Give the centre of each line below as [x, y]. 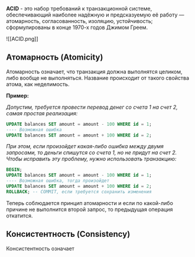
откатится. [19, 216]
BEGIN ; [14, 170]
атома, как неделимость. [38, 84]
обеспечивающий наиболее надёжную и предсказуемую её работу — [95, 15]
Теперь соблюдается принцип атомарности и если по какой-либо [90, 203]
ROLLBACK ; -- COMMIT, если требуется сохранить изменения [79, 191]
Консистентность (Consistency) [68, 234]
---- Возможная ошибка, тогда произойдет [58, 181]
